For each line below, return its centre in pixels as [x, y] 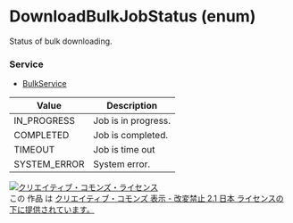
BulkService [44, 84]
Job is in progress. [132, 120]
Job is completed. [130, 136]
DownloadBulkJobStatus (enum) [133, 17]
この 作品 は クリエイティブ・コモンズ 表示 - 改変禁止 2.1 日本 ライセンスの [146, 199]
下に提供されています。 [52, 210]
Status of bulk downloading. [61, 41]
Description [132, 106]
